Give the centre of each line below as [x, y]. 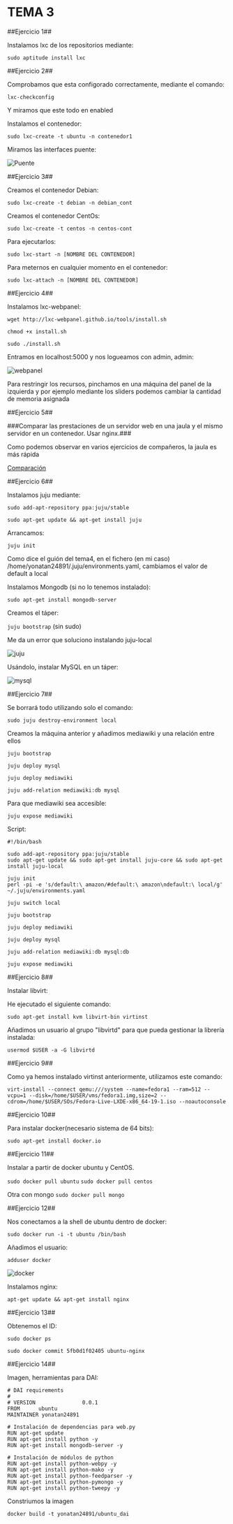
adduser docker [29, 1260]
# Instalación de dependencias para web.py [72, 1427]
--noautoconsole [203, 1101]
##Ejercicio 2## [30, 71]
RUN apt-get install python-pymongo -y [65, 1482]
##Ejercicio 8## [30, 977]
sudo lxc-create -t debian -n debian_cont [70, 203]
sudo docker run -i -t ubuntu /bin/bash [67, 1234]
